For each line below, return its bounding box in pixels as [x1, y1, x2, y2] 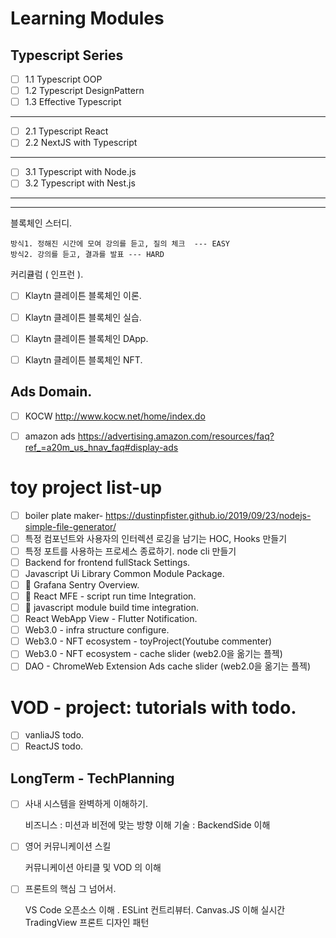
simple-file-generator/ [24, 520, 117, 532]
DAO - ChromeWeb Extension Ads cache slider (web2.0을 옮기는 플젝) [24, 660, 312, 672]
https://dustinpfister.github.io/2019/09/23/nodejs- [105, 509, 312, 521]
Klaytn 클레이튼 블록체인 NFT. [24, 353, 143, 366]
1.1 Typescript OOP [24, 73, 103, 85]
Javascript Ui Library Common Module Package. [24, 567, 225, 579]
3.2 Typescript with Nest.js [24, 177, 136, 189]
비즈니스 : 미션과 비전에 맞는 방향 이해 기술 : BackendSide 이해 [24, 819, 271, 831]
